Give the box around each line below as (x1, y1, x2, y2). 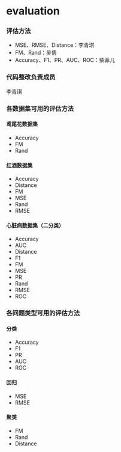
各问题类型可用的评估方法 (6, 309, 80, 317)
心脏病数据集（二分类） (6, 221, 64, 229)
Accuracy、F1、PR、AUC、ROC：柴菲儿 (14, 56, 116, 64)
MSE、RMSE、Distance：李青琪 (14, 41, 95, 49)
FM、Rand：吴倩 (14, 49, 57, 56)
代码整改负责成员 (6, 73, 56, 82)
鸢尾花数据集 (6, 120, 38, 127)
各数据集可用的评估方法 (6, 104, 74, 112)
